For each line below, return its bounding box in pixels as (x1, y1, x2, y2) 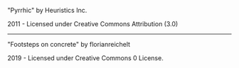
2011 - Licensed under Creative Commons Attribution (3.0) (7, 20, 179, 28)
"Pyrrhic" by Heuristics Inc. (7, 6, 87, 14)
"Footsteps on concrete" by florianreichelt (7, 40, 130, 48)
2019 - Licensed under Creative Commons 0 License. (7, 54, 164, 62)
